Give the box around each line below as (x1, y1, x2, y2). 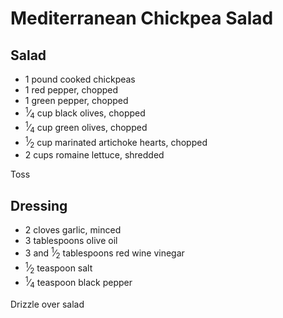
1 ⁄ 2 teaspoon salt (24, 260, 93, 276)
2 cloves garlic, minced (24, 224, 122, 236)
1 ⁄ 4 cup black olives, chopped (24, 105, 146, 121)
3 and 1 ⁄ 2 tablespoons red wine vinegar (24, 245, 185, 261)
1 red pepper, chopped (24, 84, 119, 96)
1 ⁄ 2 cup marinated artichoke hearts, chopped (24, 134, 208, 151)
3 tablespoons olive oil (24, 235, 118, 247)
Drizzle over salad (10, 298, 85, 310)
